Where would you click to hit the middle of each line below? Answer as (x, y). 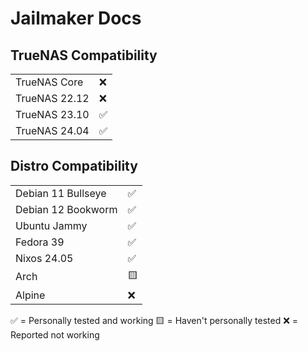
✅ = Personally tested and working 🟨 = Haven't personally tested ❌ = (154, 320)
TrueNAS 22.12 (52, 98)
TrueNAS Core (49, 82)
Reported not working (55, 334)
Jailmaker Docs (76, 18)
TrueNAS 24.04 (52, 130)
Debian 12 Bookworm (66, 209)
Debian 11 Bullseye (61, 193)
